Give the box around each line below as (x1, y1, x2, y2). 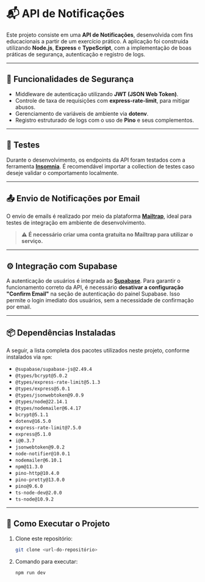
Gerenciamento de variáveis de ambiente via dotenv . (15, 110, 149, 117)
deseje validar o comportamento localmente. (6, 169, 119, 176)
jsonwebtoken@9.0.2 (15, 444, 65, 450)
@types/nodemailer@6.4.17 (15, 405, 81, 411)
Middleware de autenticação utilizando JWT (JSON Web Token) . (15, 90, 179, 97)
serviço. (21, 237, 43, 245)
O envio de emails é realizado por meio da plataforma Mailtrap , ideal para (6, 212, 192, 220)
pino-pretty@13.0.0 (15, 477, 65, 483)
